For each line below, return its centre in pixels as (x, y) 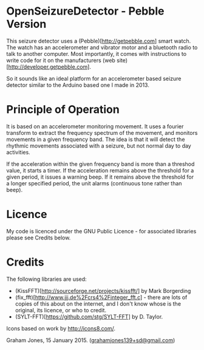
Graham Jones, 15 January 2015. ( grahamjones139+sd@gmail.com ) (91, 340)
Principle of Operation (63, 110)
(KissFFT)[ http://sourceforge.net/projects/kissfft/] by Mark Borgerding (103, 290)
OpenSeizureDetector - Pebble (85, 11)
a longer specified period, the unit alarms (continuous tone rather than (94, 183)
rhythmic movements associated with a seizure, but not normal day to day (99, 146)
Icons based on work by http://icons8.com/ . (61, 328)
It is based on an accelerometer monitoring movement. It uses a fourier (95, 126)
